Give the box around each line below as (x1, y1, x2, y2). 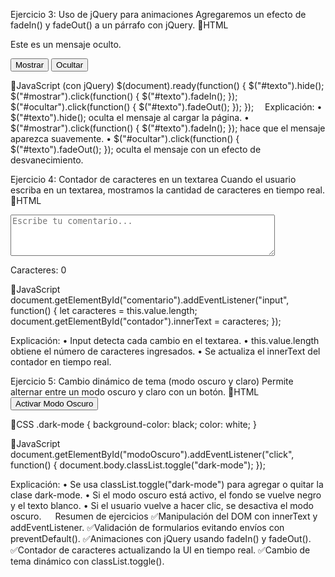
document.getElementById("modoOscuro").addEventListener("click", (10, 449, 295, 460)
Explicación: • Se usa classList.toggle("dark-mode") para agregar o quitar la (10, 479, 324, 490)
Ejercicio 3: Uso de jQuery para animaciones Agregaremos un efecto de (10, 9, 307, 20)
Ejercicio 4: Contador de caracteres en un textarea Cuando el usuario (10, 174, 297, 185)
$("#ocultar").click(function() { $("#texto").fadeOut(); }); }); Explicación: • (10, 101, 323, 113)
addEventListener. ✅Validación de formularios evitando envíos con (10, 522, 285, 533)
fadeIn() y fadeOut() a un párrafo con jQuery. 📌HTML (10, 19, 229, 31)
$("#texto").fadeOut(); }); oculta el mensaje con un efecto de (10, 144, 262, 155)
